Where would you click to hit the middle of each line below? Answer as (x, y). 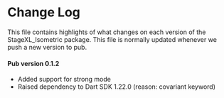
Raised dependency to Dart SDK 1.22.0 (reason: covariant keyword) (116, 87)
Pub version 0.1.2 (33, 63)
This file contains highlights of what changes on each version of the (107, 32)
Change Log (44, 12)
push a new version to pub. (47, 47)
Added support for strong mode (64, 80)
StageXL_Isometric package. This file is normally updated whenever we (112, 39)
